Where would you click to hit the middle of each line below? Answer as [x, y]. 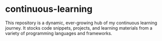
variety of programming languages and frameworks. [59, 33]
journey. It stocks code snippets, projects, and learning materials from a [79, 28]
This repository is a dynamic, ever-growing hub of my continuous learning [81, 23]
